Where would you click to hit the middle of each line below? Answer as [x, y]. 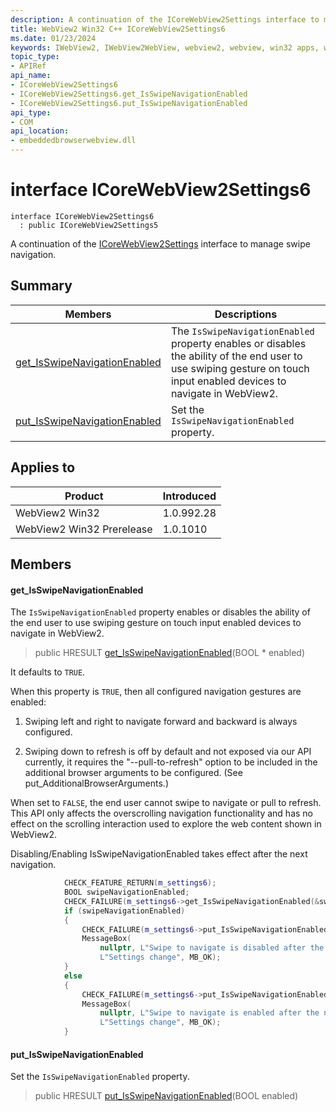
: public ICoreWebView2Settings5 [89, 225]
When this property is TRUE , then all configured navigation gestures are [156, 692]
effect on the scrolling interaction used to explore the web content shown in [166, 824]
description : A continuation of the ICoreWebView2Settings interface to [165, 19]
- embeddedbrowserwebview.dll [73, 141]
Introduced [189, 496]
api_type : [31, 112]
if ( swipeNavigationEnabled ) [124, 911]
